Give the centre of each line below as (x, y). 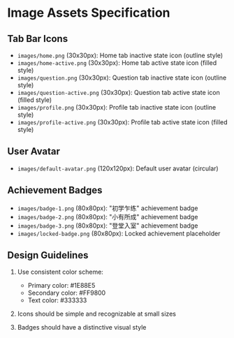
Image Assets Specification (89, 13)
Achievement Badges (55, 190)
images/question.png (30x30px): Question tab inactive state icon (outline (122, 78)
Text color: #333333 (57, 300)
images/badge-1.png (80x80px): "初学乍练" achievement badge (108, 208)
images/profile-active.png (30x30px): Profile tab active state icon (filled (123, 122)
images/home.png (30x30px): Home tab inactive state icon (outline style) (120, 55)
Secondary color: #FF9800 (67, 293)
